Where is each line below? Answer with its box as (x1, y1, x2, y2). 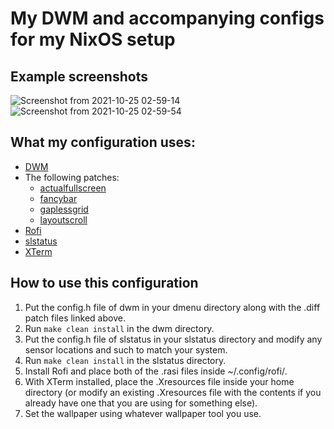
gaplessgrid (39, 203, 89, 215)
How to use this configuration (10, 275, 199, 292)
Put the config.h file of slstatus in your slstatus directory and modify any (24, 333, 323, 345)
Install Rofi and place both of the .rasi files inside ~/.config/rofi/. (24, 365, 288, 377)
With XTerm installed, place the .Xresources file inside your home (24, 375, 295, 387)
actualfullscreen (39, 182, 107, 194)
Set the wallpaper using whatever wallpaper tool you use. (24, 407, 262, 419)
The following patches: (24, 171, 120, 183)
